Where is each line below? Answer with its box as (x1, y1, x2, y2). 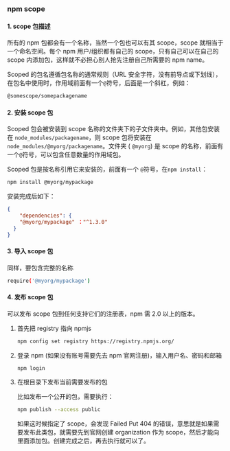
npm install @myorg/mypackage (7, 179, 94, 186)
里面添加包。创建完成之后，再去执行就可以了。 (16, 437, 150, 445)
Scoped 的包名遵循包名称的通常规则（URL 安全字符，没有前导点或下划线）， (7, 70, 222, 79)
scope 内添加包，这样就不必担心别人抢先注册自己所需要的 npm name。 (7, 56, 208, 64)
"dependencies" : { (19, 212, 72, 219)
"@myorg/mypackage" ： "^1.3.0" (19, 218, 108, 225)
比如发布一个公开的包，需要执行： (16, 393, 114, 401)
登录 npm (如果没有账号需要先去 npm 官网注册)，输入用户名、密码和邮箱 (16, 351, 222, 359)
